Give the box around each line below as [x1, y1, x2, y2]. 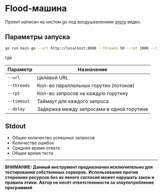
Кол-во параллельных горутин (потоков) [37, 82, 135, 89]
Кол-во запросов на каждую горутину [37, 90, 129, 97]
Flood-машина [5, 3, 67, 14]
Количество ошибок [12, 140, 54, 146]
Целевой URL [37, 74, 69, 81]
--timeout [7, 98, 30, 104]
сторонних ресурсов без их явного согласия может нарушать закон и [5, 175, 154, 180]
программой [5, 185, 33, 191]
